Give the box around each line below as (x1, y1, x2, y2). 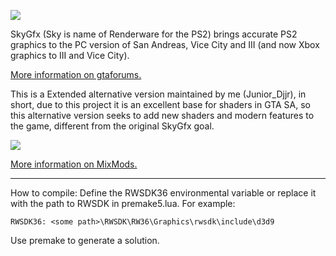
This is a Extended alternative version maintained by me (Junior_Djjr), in (10, 88, 307, 100)
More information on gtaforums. (10, 69, 142, 80)
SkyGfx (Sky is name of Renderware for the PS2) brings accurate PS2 (10, 28, 298, 40)
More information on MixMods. (10, 158, 138, 170)
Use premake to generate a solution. (10, 235, 160, 246)
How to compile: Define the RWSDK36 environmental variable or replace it (10, 187, 317, 199)
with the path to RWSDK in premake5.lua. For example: (10, 198, 236, 209)
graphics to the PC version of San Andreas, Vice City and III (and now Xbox (10, 39, 320, 50)
